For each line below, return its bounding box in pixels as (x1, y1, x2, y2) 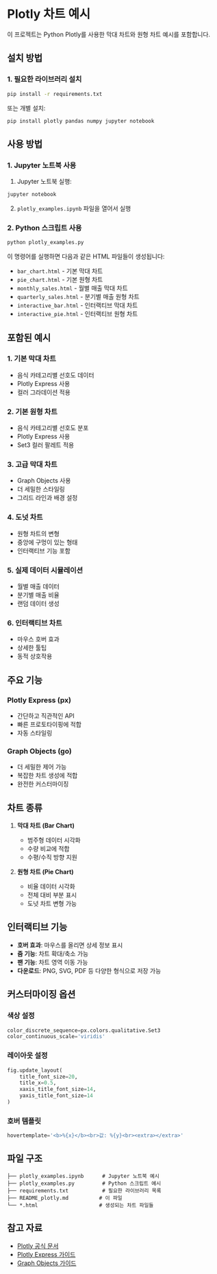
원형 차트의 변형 (16, 529, 60, 538)
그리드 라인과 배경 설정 (16, 494, 78, 502)
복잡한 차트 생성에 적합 (16, 771, 78, 780)
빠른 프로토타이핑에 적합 (16, 720, 82, 728)
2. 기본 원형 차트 (7, 407, 58, 416)
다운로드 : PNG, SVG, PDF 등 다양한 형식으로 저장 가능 (16, 966, 162, 974)
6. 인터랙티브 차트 (7, 618, 63, 627)
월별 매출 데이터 (16, 582, 60, 590)
